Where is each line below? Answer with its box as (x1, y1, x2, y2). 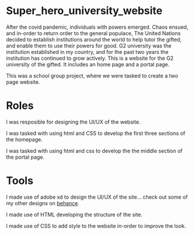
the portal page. (6, 154, 45, 161)
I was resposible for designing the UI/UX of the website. (6, 118, 141, 125)
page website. (6, 78, 40, 86)
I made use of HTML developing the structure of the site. (6, 211, 143, 218)
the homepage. (6, 136, 43, 143)
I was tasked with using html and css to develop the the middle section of (6, 147, 183, 154)
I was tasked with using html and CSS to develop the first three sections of (6, 130, 186, 137)
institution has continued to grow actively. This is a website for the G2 (6, 55, 174, 62)
